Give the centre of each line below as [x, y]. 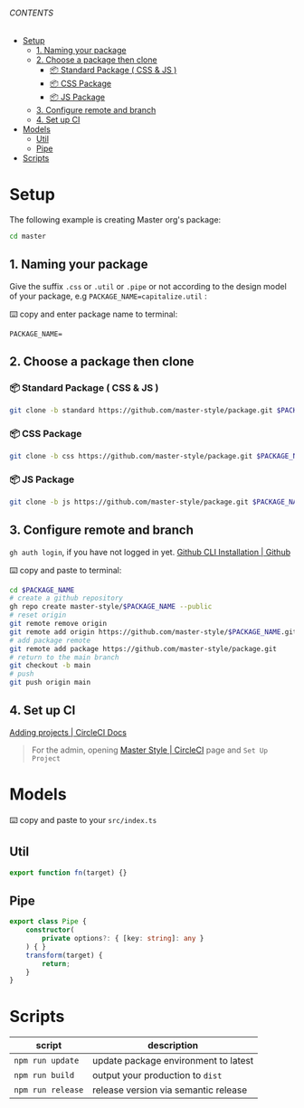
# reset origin [38, 615]
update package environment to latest [173, 1061]
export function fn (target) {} [68, 873]
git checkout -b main [50, 666]
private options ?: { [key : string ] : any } [123, 939]
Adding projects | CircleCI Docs [68, 732]
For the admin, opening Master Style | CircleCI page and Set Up [150, 750]
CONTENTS [32, 13]
